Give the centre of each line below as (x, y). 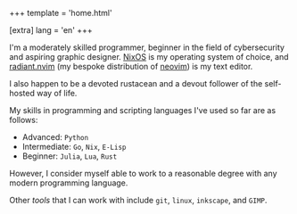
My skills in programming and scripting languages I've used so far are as (143, 110)
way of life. (57, 93)
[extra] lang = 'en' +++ (51, 30)
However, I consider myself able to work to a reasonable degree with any (144, 173)
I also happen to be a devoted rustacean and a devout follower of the (136, 83)
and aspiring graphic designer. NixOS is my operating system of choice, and (149, 57)
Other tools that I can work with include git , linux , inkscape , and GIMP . (138, 200)
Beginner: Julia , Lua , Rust (70, 156)
